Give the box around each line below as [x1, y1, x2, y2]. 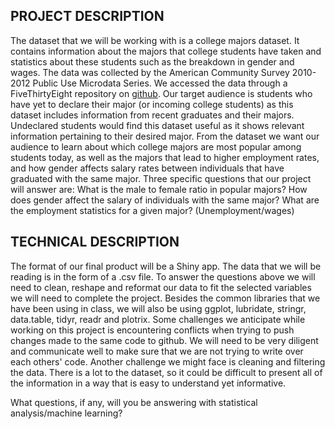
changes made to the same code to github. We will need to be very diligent [10, 334, 319, 346]
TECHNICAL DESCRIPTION [10, 234, 180, 251]
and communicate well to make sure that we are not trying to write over [10, 345, 304, 357]
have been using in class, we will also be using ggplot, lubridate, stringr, [10, 302, 307, 314]
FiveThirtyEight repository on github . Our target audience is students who [10, 87, 313, 99]
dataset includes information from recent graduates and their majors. [10, 109, 295, 121]
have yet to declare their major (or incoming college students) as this [10, 98, 294, 110]
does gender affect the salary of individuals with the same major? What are [10, 194, 320, 206]
